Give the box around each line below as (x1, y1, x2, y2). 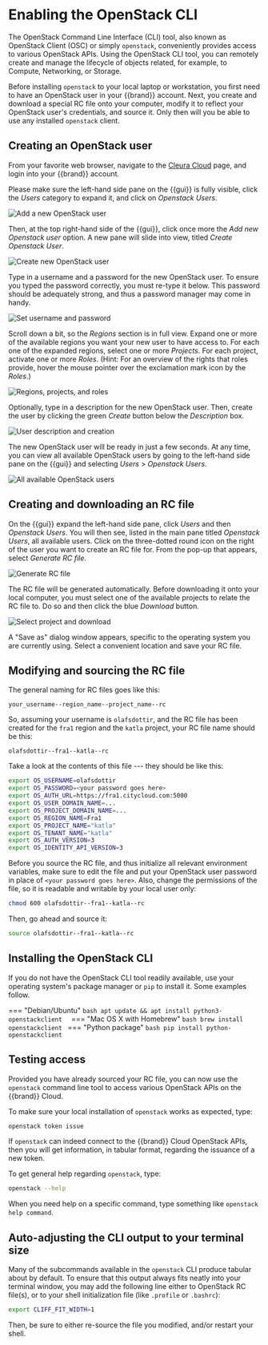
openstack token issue (8, 1122, 84, 1130)
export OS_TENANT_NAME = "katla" (8, 829, 113, 837)
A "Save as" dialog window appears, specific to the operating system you (8, 632, 250, 642)
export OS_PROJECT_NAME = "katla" (8, 822, 116, 830)
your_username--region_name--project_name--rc (8, 701, 166, 709)
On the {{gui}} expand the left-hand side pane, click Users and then (8, 519, 231, 528)
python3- (193, 1007, 222, 1015)
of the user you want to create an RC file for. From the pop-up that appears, (8, 544, 258, 554)
